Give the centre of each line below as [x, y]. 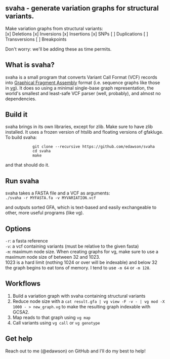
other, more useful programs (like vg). [45, 213]
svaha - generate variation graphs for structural [82, 8]
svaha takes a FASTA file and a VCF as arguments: [58, 193]
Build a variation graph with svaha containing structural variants [79, 296]
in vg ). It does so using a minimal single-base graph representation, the [80, 88]
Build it [16, 115]
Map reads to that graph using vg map [52, 317]
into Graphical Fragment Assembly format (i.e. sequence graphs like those [83, 83]
